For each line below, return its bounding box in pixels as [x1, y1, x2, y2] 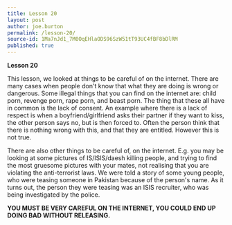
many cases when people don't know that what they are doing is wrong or [7, 82, 219, 90]
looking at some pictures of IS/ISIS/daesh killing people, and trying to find [7, 154, 217, 162]
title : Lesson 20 [7, 10, 57, 17]
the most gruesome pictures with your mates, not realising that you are [7, 162, 209, 169]
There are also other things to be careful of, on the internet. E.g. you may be [7, 146, 224, 155]
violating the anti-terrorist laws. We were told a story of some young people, [7, 168, 225, 177]
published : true [7, 42, 54, 49]
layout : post [7, 17, 45, 23]
